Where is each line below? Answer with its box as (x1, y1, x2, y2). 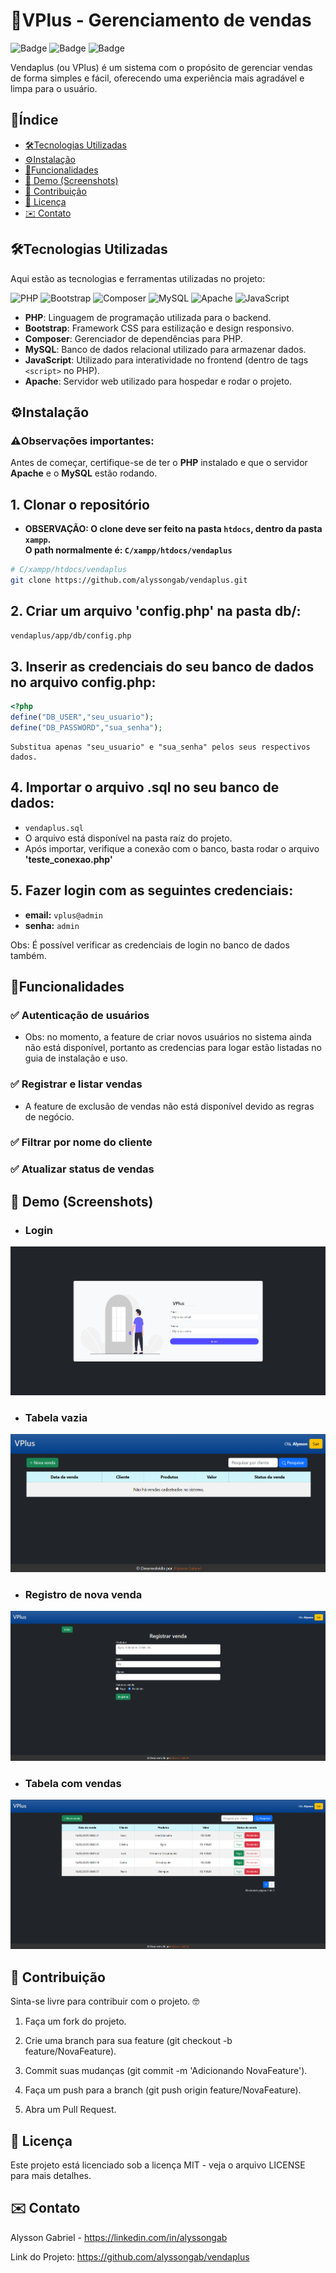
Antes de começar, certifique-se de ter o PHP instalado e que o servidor (10, 457, 308, 469)
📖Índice (10, 112, 59, 129)
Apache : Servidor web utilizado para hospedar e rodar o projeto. (24, 375, 293, 387)
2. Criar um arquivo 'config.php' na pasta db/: (10, 603, 302, 620)
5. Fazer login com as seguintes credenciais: (10, 882, 294, 899)
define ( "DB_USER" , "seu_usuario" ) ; (10, 712, 155, 723)
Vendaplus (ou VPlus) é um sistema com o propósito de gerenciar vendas (10, 61, 313, 73)
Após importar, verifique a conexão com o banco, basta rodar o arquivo (24, 842, 320, 854)
